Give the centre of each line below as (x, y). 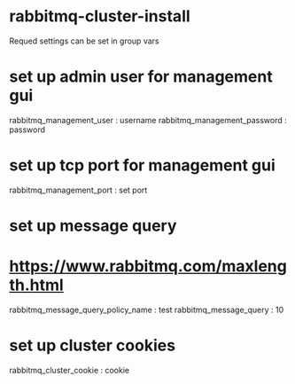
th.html (36, 285)
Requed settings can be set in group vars (84, 41)
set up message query (93, 226)
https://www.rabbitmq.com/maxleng (148, 266)
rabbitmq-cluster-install (100, 16)
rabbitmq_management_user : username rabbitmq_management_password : (148, 120)
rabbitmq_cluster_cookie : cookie (70, 370)
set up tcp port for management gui (143, 165)
